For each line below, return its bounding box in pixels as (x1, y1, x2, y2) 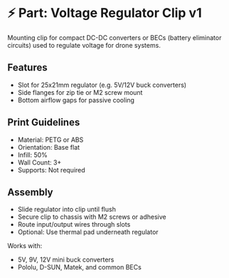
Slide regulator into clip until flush (17, 205, 116, 214)
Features (7, 61, 48, 74)
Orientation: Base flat (17, 143, 80, 151)
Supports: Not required (17, 165, 85, 174)
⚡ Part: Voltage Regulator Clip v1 (7, 5, 202, 21)
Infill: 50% (17, 150, 48, 159)
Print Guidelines (7, 116, 80, 128)
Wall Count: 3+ (17, 158, 62, 167)
